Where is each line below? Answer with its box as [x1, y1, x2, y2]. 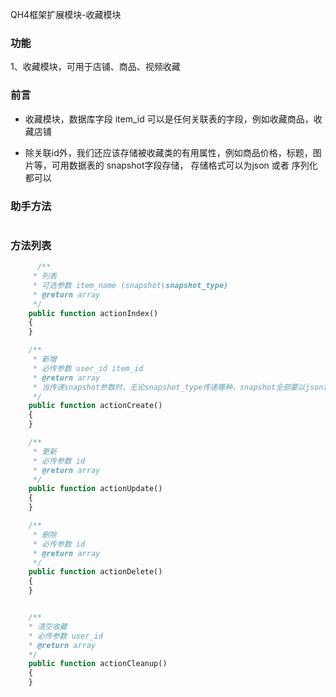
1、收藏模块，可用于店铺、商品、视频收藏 [10, 61, 181, 73]
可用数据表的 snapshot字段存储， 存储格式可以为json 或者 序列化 [51, 159, 318, 171]
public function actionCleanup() [28, 659, 168, 669]
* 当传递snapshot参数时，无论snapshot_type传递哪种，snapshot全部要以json [32, 382, 324, 392]
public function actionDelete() [28, 567, 163, 577]
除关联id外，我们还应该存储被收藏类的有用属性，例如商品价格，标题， [24, 146, 313, 158]
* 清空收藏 [28, 621, 68, 632]
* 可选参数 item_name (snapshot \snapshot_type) [32, 280, 229, 290]
